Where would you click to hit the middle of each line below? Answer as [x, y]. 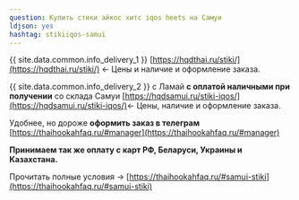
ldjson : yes [31, 26]
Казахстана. [34, 160]
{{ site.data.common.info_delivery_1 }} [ [81, 60]
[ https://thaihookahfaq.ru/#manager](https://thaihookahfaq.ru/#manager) [145, 133]
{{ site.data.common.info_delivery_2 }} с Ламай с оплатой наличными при [150, 87]
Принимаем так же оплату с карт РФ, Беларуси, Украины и [126, 150]
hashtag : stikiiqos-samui [57, 34]
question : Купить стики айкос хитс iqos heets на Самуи [115, 17]
